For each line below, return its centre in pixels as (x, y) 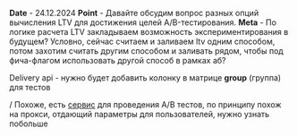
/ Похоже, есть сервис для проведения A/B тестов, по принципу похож (145, 105)
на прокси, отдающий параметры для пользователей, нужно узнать (140, 114)
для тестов (30, 87)
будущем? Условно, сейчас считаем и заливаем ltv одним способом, (142, 41)
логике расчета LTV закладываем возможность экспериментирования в (149, 32)
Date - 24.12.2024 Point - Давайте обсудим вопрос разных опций (134, 13)
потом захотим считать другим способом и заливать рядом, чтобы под (146, 51)
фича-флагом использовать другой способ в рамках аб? (118, 60)
